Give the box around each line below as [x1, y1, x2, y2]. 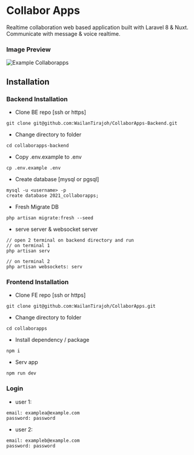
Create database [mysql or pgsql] [15, 175, 99, 182]
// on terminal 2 [6, 258, 50, 264]
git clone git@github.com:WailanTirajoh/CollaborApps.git [6, 304, 156, 310]
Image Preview [6, 45, 51, 53]
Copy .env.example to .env [15, 153, 82, 161]
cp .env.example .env [6, 165, 61, 171]
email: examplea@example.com [6, 410, 80, 416]
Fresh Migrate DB [15, 203, 59, 210]
